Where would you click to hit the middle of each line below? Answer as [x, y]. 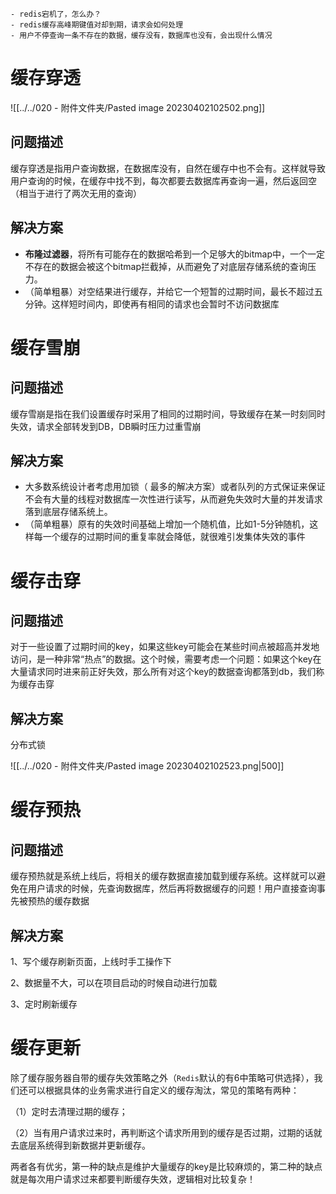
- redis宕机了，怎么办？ [56, 14]
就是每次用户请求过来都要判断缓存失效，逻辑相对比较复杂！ [133, 1179]
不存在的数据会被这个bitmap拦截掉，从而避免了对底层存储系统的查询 [166, 266]
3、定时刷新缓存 [44, 1004]
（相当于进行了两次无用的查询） [76, 193]
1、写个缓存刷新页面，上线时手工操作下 [91, 961]
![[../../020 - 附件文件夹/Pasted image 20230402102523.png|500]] [147, 766]
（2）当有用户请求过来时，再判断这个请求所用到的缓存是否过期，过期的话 [162, 1132]
